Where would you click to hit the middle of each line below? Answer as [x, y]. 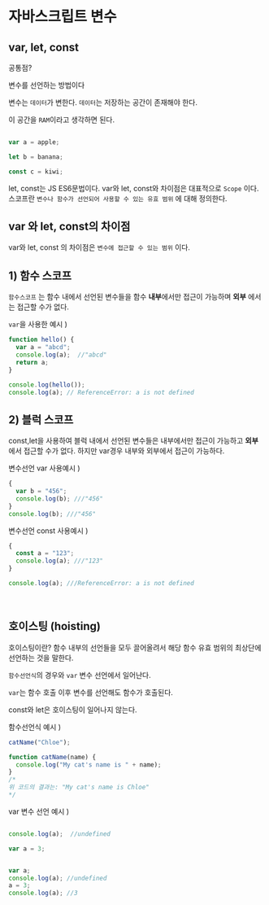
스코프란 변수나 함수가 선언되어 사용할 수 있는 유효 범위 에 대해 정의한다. [118, 198]
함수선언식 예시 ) [35, 727]
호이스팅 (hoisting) [55, 626]
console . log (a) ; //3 [43, 893]
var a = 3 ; [27, 848]
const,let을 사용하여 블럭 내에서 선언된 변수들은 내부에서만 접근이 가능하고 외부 [133, 441]
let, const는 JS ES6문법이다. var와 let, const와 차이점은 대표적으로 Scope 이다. [134, 188]
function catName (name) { [52, 757]
